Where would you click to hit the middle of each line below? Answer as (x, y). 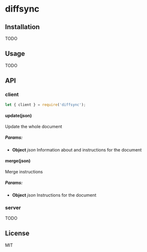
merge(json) (18, 161)
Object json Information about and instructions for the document (77, 150)
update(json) (18, 116)
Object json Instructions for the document (54, 195)
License (17, 233)
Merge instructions (24, 171)
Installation (22, 27)
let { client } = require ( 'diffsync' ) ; (46, 105)
